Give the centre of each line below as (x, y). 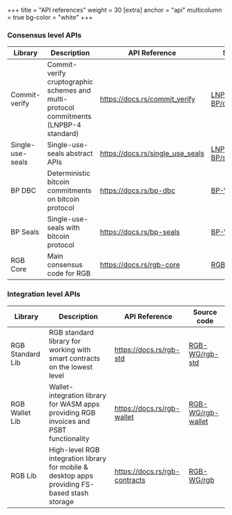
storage (61, 501)
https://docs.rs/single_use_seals (152, 153)
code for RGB (69, 273)
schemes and (69, 90)
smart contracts (75, 358)
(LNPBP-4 (64, 125)
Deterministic (69, 173)
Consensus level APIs (44, 35)
